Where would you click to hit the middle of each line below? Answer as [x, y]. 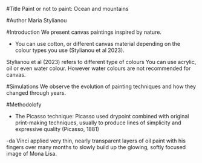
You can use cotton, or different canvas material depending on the [97, 44]
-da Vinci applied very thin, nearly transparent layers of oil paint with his [96, 141]
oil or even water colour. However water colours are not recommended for [99, 68]
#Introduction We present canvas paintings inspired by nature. [84, 32]
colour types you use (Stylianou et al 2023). [70, 50]
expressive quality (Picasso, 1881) [57, 129]
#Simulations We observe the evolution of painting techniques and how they [101, 86]
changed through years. [36, 93]
